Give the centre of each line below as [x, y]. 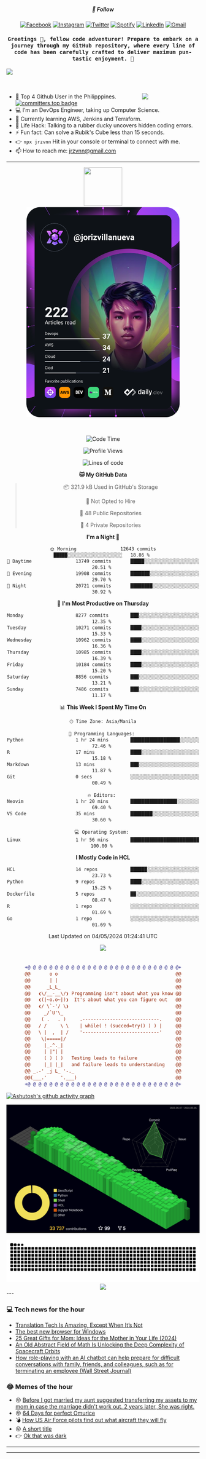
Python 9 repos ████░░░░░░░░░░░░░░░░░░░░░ [103, 882]
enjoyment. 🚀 [114, 58]
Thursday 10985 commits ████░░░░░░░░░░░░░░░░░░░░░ [103, 652]
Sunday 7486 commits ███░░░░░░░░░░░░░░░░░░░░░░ [103, 689]
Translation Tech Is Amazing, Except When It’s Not [79, 1325]
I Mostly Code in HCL [103, 858]
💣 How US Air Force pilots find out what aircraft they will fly [91, 1420]
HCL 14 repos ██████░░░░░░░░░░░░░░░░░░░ [103, 870]
